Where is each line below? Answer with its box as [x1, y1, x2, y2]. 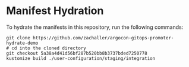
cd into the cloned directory [11, 45, 86, 51]
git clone [6, 35, 31, 41]
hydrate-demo [6, 40, 39, 46]
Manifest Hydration [6, 4, 104, 18]
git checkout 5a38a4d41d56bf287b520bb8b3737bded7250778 [6, 50, 147, 56]
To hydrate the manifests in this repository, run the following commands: [6, 24, 184, 31]
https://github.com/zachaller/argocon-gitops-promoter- [32, 35, 174, 41]
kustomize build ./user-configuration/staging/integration [6, 55, 156, 61]
